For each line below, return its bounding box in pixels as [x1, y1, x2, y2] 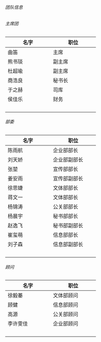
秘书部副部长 [52, 222, 83, 229]
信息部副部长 [52, 241, 83, 248]
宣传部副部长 [52, 175, 83, 182]
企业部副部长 [52, 156, 83, 163]
